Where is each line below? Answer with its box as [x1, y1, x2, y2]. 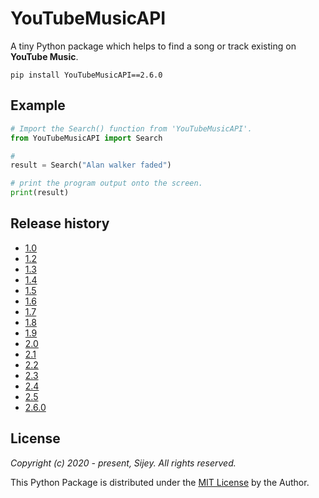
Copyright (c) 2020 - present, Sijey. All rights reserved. [10, 457, 237, 469]
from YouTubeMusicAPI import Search [10, 133, 163, 143]
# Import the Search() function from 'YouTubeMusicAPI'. [10, 123, 253, 134]
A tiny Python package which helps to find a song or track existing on [10, 40, 297, 52]
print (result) [10, 188, 70, 198]
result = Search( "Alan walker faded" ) [10, 160, 172, 171]
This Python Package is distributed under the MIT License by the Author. [10, 476, 310, 488]
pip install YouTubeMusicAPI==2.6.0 [10, 70, 163, 80]
